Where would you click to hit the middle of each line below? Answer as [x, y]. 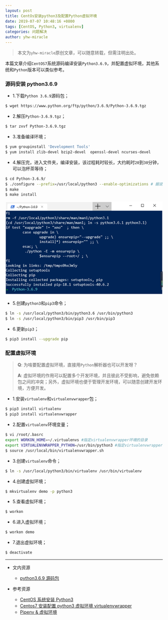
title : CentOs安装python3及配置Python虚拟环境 [51, 16]
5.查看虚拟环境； [30, 502]
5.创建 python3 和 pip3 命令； [40, 303]
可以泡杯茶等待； [30, 168]
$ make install [21, 195]
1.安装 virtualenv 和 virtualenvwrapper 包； [55, 399]
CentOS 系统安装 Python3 [46, 600]
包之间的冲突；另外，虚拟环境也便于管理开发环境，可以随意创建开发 [87, 382]
